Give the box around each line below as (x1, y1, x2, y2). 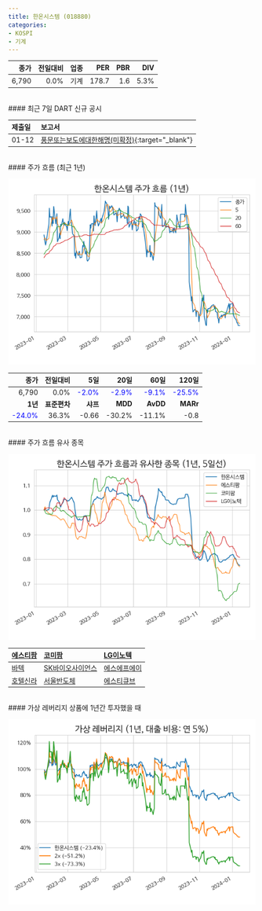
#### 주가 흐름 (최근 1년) (8, 162, 86, 172)
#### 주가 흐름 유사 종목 (8, 437, 85, 447)
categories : (8, 20, 47, 29)
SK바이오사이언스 (43, 663, 98, 673)
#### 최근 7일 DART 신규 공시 (8, 103, 102, 113)
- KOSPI (8, 29, 34, 37)
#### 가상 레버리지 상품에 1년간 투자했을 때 (8, 703, 141, 712)
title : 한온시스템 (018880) (8, 13, 92, 20)
